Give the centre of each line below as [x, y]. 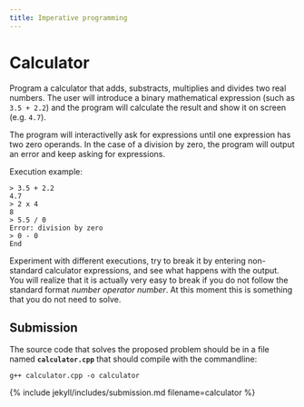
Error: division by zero [56, 228]
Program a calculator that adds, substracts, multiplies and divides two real [148, 88]
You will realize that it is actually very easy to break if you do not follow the [149, 280]
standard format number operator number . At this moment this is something [151, 289]
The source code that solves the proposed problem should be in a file [140, 350]
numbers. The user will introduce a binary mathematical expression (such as [152, 97]
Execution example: [46, 171]
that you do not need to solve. [65, 299]
